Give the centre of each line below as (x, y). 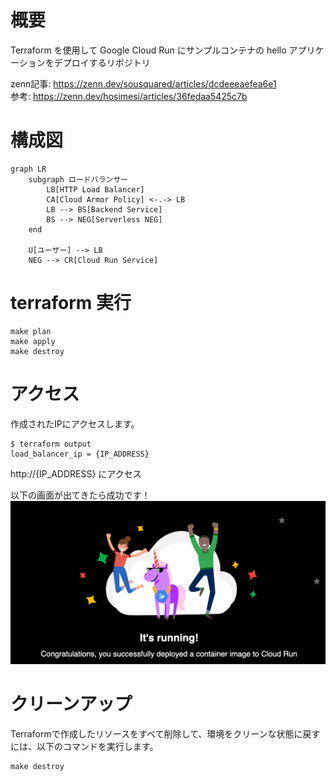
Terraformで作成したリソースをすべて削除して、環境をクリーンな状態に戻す (165, 734)
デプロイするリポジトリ (102, 62)
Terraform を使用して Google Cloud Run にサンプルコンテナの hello (148, 50)
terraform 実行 (71, 303)
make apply (33, 341)
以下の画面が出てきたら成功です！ (80, 495)
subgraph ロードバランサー (78, 179)
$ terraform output (51, 444)
